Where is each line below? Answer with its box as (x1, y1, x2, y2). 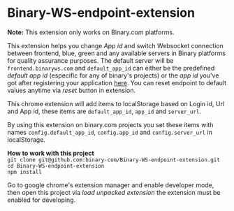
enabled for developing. (7, 196, 76, 204)
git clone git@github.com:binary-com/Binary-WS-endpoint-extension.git (7, 156, 220, 163)
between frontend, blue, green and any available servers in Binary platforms (7, 49, 226, 57)
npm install (7, 168, 42, 175)
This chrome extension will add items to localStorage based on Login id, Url (7, 99, 225, 108)
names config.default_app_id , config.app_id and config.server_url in (7, 128, 213, 136)
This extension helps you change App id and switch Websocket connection (7, 41, 224, 50)
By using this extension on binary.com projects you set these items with (7, 120, 214, 129)
